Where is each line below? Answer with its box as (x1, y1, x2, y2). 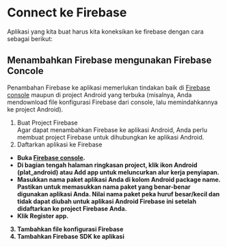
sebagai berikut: (7, 34, 53, 42)
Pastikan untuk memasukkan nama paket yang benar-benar (16, 183, 191, 191)
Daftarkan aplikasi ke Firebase (16, 140, 103, 148)
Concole (7, 65, 44, 77)
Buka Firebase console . (16, 153, 85, 161)
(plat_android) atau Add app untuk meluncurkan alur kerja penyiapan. (16, 168, 220, 176)
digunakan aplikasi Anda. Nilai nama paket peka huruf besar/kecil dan (16, 190, 220, 198)
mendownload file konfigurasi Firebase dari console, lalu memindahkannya (7, 98, 218, 106)
